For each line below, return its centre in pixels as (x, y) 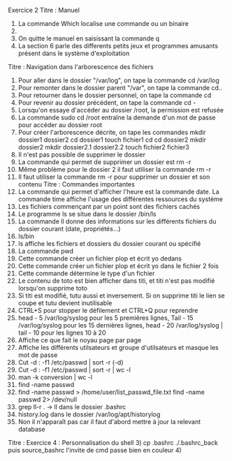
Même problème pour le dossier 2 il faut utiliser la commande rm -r (115, 169)
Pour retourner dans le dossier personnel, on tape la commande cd (115, 95)
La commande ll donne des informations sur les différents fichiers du (117, 221)
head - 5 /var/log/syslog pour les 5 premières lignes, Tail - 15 (106, 318)
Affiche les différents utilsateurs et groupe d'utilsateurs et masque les (118, 347)
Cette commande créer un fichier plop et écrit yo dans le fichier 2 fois (118, 266)
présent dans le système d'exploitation (74, 53)
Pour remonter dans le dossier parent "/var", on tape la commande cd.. (120, 88)
